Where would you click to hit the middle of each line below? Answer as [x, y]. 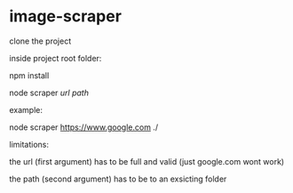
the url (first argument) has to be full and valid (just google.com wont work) [147, 161]
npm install [29, 75]
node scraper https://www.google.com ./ [83, 127]
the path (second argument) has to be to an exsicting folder [118, 179]
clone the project [40, 41]
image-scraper [66, 16]
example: [26, 109]
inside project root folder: [55, 58]
